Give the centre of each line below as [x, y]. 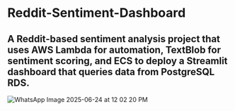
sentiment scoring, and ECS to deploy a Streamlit [117, 61]
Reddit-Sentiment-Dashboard [97, 13]
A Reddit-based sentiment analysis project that [114, 39]
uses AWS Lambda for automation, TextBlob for [114, 50]
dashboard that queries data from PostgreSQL [111, 72]
